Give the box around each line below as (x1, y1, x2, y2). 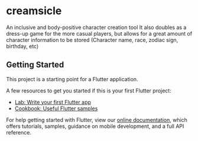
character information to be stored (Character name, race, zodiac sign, (6, 36, 178, 43)
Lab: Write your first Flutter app (14, 98, 92, 105)
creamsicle (6, 4, 62, 18)
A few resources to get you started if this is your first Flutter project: (6, 87, 171, 94)
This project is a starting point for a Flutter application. (6, 75, 138, 82)
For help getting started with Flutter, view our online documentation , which (6, 116, 188, 123)
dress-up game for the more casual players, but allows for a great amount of (6, 30, 193, 37)
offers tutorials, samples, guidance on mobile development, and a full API (6, 123, 184, 130)
